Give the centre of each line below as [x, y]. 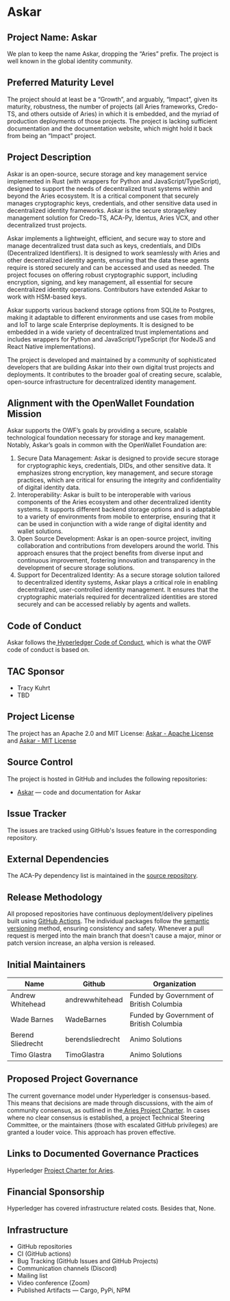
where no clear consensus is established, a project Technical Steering [106, 1118]
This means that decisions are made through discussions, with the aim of [110, 1102]
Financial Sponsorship [56, 1191]
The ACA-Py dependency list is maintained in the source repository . [103, 876]
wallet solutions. [40, 531]
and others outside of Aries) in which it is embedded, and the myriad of [118, 113]
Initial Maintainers [46, 965]
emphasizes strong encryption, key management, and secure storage [115, 473]
